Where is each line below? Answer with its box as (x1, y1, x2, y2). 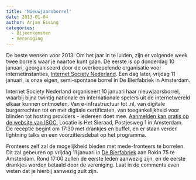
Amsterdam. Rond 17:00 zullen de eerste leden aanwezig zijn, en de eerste (6, 155, 186, 162)
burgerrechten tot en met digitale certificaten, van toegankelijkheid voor (6, 106, 180, 113)
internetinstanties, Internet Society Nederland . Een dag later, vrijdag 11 (6, 71, 176, 77)
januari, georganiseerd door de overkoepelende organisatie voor (6, 64, 162, 71)
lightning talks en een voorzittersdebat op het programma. (6, 131, 146, 138)
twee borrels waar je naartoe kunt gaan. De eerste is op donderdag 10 (6, 58, 175, 65)
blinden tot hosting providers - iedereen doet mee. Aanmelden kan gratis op (6, 113, 189, 120)
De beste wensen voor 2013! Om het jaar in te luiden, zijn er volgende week (6, 52, 188, 58)
